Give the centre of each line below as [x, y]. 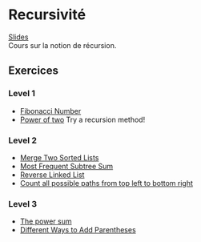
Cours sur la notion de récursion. [62, 45]
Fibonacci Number [50, 111]
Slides [18, 37]
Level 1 [22, 94]
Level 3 [23, 204]
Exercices [33, 71]
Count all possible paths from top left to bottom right [107, 183]
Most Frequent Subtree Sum [66, 166]
